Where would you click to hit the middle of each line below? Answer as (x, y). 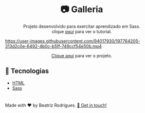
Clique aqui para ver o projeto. (82, 56)
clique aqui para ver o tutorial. (82, 31)
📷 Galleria (82, 10)
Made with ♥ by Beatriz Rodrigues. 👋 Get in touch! (56, 105)
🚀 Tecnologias (27, 71)
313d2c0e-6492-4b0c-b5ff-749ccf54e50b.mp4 (54, 46)
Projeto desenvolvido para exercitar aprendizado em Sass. (82, 26)
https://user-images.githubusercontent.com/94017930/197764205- (72, 41)
